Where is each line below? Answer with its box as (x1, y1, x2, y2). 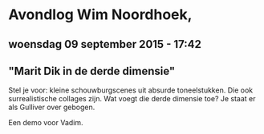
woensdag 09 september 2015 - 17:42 (8, 37, 202, 51)
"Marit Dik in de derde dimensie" (8, 64, 176, 77)
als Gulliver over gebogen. (8, 102, 95, 112)
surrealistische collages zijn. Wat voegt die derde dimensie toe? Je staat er (8, 94, 256, 104)
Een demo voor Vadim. (8, 118, 83, 128)
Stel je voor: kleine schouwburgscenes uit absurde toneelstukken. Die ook (8, 85, 254, 95)
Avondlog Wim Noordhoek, (8, 6, 193, 24)
